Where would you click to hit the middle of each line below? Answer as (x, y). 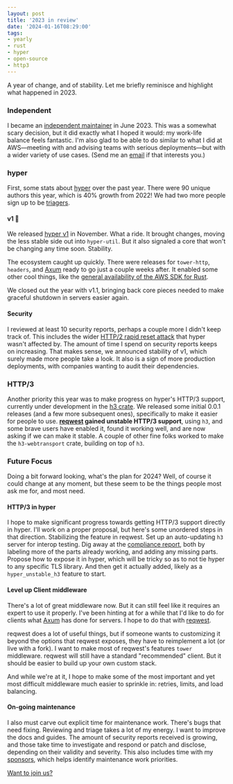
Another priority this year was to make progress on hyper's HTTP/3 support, (116, 399)
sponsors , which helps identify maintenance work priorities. (93, 759)
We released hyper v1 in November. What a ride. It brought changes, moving (116, 234)
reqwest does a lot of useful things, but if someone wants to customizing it (114, 633)
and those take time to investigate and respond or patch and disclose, (107, 744)
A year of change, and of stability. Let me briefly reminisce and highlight (110, 85)
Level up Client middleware (47, 590)
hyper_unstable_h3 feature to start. (57, 574)
